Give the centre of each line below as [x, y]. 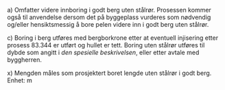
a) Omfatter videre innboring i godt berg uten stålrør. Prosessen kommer [109, 10]
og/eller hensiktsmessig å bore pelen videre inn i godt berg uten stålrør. [108, 24]
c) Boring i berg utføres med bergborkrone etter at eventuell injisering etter [113, 38]
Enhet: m [20, 80]
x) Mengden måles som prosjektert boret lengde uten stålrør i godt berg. [109, 73]
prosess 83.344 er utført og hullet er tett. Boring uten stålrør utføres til [106, 45]
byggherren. [25, 60]
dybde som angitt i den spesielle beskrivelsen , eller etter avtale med [103, 52]
